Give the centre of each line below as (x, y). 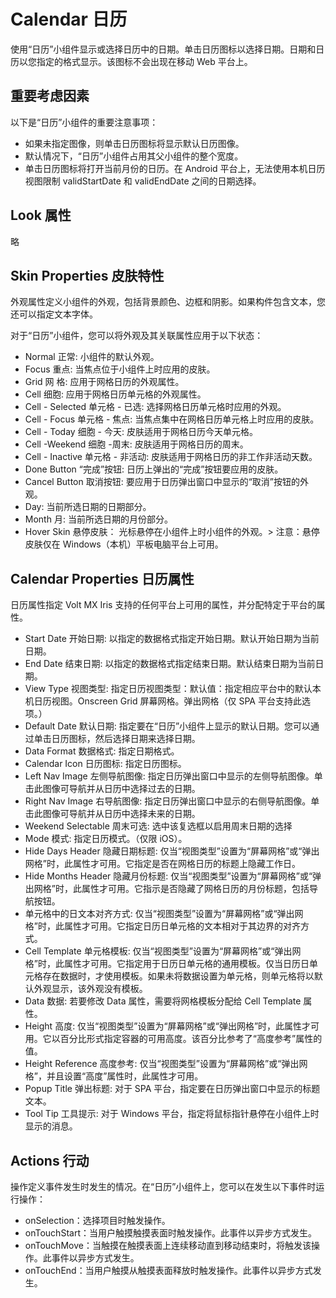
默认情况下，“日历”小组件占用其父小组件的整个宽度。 (134, 156)
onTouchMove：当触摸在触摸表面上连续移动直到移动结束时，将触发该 (168, 1245)
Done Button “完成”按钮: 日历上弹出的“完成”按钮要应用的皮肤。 (154, 469)
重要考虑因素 (50, 96)
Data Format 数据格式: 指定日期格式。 (102, 751)
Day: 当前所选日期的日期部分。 (88, 507)
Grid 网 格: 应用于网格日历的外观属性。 (104, 382)
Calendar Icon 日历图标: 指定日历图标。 (105, 764)
